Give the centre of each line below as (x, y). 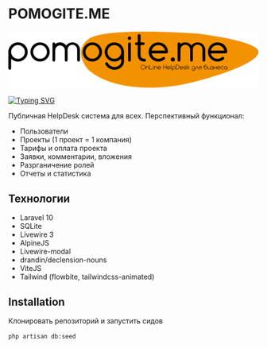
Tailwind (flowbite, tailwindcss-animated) (87, 277)
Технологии (39, 198)
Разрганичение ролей (57, 165)
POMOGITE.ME (59, 14)
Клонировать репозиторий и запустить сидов (86, 321)
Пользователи (44, 131)
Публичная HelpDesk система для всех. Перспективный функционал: (126, 116)
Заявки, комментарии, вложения (76, 157)
